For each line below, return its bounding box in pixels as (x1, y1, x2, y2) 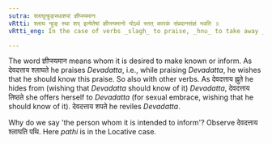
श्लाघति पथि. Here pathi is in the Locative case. (8, 127, 156, 137)
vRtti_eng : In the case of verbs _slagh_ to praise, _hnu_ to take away (8, 27, 259, 35)
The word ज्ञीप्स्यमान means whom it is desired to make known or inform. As (8, 56, 253, 66)
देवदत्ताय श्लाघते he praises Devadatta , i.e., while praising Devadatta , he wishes (8, 66, 261, 75)
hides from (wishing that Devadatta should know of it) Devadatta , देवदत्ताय (8, 83, 250, 93)
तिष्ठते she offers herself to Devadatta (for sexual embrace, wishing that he (8, 92, 253, 102)
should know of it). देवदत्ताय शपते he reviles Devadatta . (8, 102, 181, 112)
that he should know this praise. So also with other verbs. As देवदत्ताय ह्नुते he (8, 74, 253, 84)
